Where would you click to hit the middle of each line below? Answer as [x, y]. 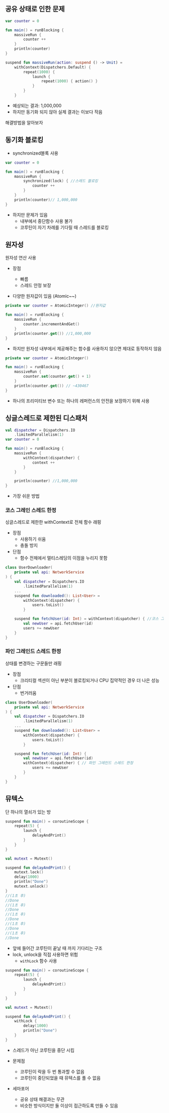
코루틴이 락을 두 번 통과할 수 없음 [52, 1071]
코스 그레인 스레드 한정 [31, 510]
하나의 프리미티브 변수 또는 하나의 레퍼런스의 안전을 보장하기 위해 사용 [81, 401]
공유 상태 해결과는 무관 [42, 1099]
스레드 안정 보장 [35, 286]
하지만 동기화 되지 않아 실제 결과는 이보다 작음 [57, 112]
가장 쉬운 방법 [26, 496]
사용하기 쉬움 [33, 539]
